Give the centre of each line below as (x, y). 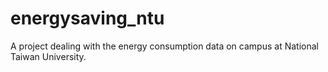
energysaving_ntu (87, 18)
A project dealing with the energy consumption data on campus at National (164, 46)
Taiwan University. (48, 56)
